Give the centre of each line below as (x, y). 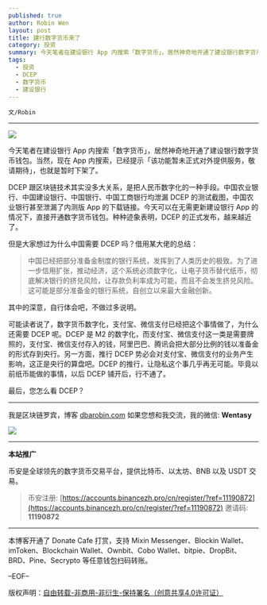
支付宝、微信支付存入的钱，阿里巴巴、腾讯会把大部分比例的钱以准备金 (144, 344)
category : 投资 (32, 45)
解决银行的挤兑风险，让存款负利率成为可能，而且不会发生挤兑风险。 (146, 281)
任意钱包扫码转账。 (120, 561)
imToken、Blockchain (43, 551)
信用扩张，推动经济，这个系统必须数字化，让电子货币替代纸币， (146, 271)
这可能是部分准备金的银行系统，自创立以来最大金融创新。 (122, 291)
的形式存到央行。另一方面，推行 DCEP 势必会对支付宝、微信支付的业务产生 (131, 354)
